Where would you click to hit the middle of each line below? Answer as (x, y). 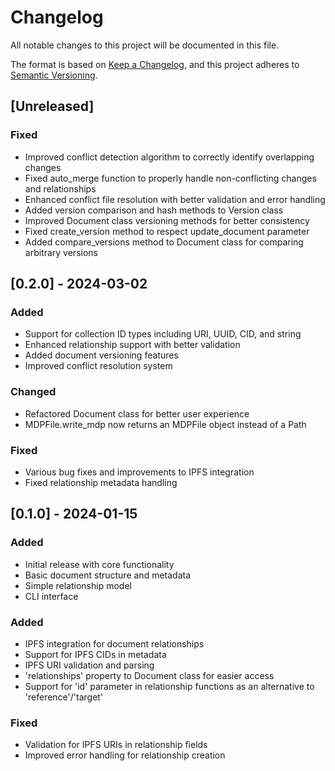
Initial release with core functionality (99, 564)
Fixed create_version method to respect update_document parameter (167, 231)
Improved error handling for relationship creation (125, 755)
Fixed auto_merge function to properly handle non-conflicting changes (170, 178)
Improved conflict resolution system (98, 366)
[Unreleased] (52, 106)
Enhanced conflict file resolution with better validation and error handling (175, 199)
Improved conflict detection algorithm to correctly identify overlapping (169, 157)
